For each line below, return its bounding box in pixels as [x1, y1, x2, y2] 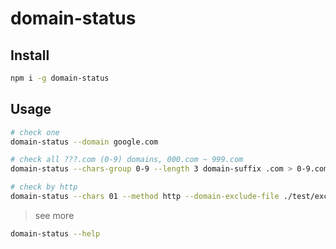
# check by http [10, 182, 78, 192]
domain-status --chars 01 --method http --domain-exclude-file [10, 192, 280, 202]
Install [10, 47, 50, 64]
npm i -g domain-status [10, 73, 110, 83]
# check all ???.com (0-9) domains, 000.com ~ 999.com [10, 155, 244, 165]
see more [34, 209, 75, 221]
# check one [10, 127, 60, 137]
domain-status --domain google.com [10, 137, 159, 147]
